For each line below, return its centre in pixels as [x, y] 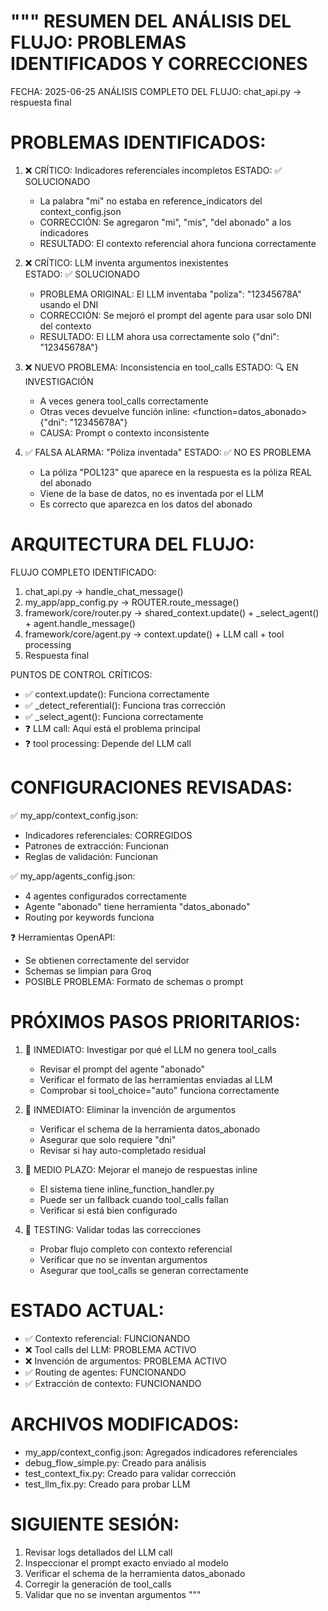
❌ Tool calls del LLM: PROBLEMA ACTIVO [110, 1349]
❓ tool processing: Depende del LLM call [108, 743]
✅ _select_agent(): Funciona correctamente [114, 716]
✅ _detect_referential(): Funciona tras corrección [125, 705]
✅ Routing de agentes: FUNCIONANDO [105, 1372]
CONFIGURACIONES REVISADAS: [151, 787]
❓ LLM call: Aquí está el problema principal [112, 728]
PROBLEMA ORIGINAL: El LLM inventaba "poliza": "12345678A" [170, 294]
